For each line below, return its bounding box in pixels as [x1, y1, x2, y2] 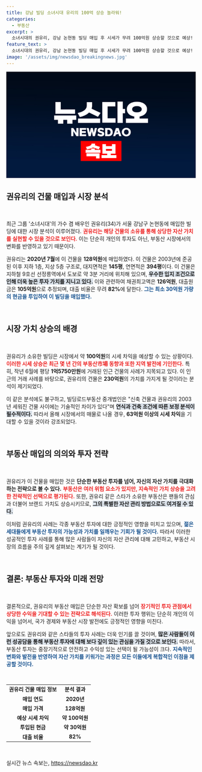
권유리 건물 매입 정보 [8, 685, 57, 693]
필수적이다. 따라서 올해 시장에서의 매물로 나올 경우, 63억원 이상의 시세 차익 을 [6, 410, 186, 418]
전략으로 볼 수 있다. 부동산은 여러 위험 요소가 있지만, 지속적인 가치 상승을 [17, 485, 185, 492]
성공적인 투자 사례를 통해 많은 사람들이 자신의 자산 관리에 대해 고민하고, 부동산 [6, 535, 189, 543]
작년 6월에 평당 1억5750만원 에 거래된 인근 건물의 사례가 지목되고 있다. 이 [14, 367, 185, 375]
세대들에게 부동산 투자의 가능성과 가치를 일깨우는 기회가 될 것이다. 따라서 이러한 [6, 527, 191, 535]
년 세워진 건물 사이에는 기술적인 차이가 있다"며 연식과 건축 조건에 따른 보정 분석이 [6, 403, 195, 410]
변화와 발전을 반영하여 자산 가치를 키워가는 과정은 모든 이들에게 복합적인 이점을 [6, 652, 188, 660]
